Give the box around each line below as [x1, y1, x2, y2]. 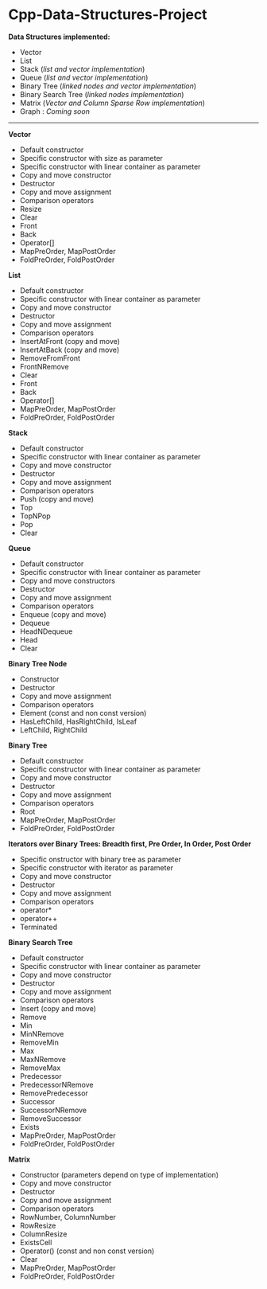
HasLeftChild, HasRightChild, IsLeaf [19, 717, 137, 726]
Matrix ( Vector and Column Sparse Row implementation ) [19, 98, 205, 107]
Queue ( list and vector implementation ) [19, 72, 149, 82]
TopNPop [19, 511, 52, 521]
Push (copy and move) [19, 494, 94, 503]
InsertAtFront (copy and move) [19, 336, 121, 346]
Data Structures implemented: [8, 32, 110, 41]
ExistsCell [19, 1237, 52, 1247]
